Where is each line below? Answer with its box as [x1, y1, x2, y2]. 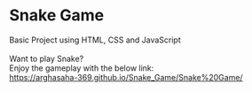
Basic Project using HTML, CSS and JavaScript [9, 34, 182, 45]
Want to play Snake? [9, 53, 84, 64]
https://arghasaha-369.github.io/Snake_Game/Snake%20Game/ [9, 72, 243, 82]
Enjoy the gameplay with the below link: [9, 63, 154, 73]
